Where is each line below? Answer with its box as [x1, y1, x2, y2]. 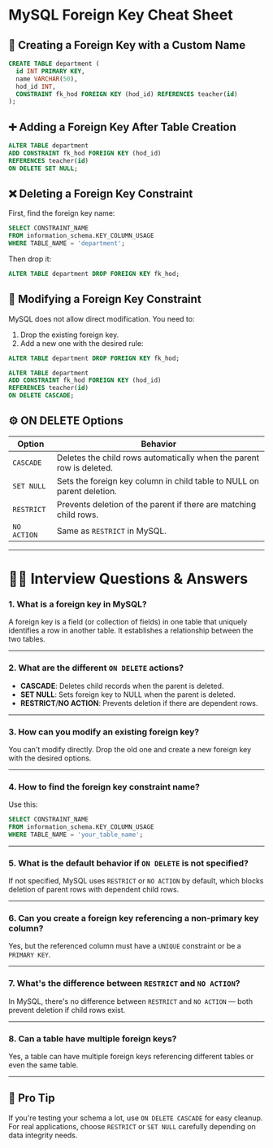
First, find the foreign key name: [8, 208, 115, 218]
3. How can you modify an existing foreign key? [8, 726, 200, 738]
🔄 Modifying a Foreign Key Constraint [8, 292, 201, 306]
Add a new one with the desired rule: [19, 338, 144, 348]
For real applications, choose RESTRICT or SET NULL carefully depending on [8, 1121, 256, 1131]
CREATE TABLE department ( [8, 59, 100, 68]
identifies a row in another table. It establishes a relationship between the [8, 625, 253, 636]
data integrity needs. [8, 1130, 78, 1140]
